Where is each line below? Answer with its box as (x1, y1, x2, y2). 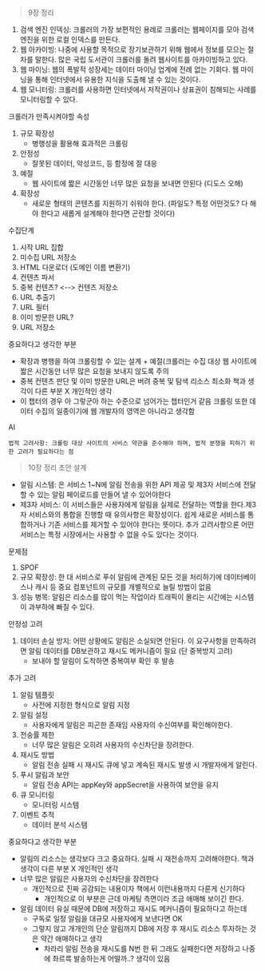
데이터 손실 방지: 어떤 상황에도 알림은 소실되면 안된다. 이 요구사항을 (19, 636, 229, 646)
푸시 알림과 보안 (19, 770, 69, 779)
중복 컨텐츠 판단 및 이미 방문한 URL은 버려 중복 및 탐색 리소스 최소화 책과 (19, 376, 246, 386)
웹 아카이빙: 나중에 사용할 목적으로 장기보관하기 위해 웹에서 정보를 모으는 (19, 45, 246, 54)
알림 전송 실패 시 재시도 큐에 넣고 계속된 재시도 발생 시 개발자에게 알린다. (31, 760, 258, 770)
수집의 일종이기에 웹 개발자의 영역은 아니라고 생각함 (34, 407, 196, 416)
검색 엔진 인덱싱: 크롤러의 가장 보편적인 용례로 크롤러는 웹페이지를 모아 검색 (19, 25, 255, 34)
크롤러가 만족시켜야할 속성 (8, 112, 90, 121)
